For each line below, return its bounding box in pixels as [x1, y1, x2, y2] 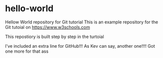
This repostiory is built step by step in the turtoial [5, 34, 104, 39]
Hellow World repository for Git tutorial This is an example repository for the [5, 19, 159, 25]
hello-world [5, 3, 54, 14]
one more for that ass [5, 48, 49, 54]
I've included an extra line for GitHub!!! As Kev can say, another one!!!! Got [5, 43, 155, 49]
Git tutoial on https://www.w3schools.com [5, 24, 90, 30]
